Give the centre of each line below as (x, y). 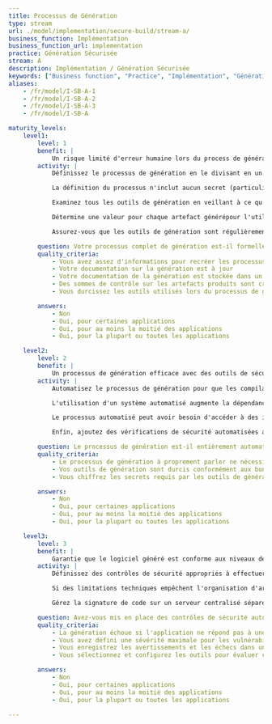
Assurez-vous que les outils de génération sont (135, 231)
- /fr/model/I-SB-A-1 (59, 91)
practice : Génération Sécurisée (63, 53)
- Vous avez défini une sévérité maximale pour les (140, 640)
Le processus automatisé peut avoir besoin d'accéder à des (155, 417)
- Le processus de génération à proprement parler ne (144, 462)
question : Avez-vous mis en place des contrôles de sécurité (143, 617)
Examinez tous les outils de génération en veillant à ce (151, 203)
